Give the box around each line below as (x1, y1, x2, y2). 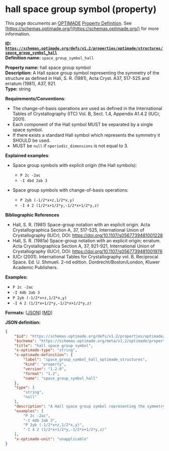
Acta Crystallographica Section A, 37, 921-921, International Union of (12, 243, 155, 249)
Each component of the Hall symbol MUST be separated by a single (12, 121, 153, 127)
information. (5, 31, 31, 37)
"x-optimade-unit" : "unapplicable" (14, 436, 89, 442)
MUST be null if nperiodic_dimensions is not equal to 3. (12, 142, 128, 149)
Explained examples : (5, 152, 50, 158)
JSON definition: (5, 319, 41, 325)
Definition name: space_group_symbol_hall (5, 54, 94, 61)
